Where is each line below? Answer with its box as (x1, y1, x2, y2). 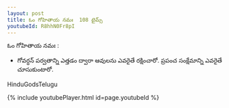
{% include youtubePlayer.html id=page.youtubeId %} (7, 94, 160, 102)
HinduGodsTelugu (7, 80, 58, 89)
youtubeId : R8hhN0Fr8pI (7, 23, 75, 29)
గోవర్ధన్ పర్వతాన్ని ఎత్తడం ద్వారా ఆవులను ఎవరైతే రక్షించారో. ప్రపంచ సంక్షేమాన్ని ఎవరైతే (16, 56, 223, 65)
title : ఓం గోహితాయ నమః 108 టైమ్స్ (7, 16, 103, 23)
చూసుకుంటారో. (16, 66, 53, 74)
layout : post (7, 10, 45, 17)
